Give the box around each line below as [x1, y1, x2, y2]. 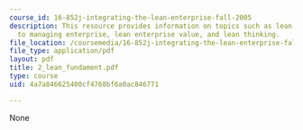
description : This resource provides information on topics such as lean [9, 22, 293, 30]
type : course [9, 72, 59, 81]
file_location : [9, 38, 67, 48]
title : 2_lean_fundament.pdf [9, 64, 119, 73]
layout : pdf [9, 55, 54, 64]
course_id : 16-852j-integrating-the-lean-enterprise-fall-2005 [9, 13, 252, 22]
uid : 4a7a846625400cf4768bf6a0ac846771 [9, 80, 160, 89]
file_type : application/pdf [9, 47, 115, 56]
